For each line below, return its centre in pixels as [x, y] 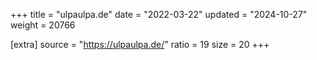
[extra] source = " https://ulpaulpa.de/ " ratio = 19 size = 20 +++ [140, 44]
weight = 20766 [43, 25]
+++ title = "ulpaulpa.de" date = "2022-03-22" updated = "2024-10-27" [159, 14]
